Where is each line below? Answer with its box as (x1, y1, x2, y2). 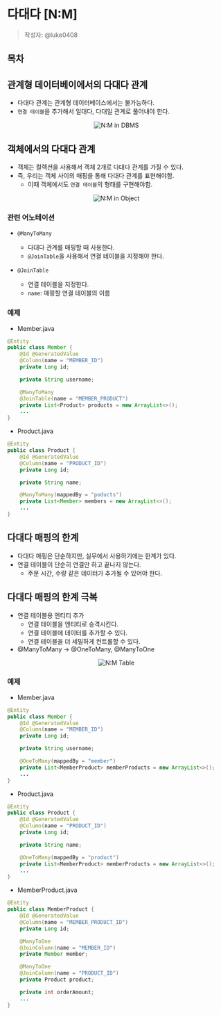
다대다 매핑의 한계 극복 (7, 592, 98, 603)
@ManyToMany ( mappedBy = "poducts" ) (19, 492, 123, 498)
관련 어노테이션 (7, 213, 55, 222)
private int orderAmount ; (19, 989, 95, 996)
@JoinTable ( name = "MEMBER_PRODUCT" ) (19, 395, 129, 402)
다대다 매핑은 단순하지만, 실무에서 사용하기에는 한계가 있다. (17, 551, 177, 560)
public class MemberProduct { (7, 906, 95, 913)
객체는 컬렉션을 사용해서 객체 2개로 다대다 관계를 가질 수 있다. (17, 163, 184, 171)
